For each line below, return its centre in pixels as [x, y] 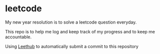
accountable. [18, 37]
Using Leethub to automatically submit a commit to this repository [72, 46]
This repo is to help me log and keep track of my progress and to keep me [80, 31]
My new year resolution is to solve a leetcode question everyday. [71, 22]
